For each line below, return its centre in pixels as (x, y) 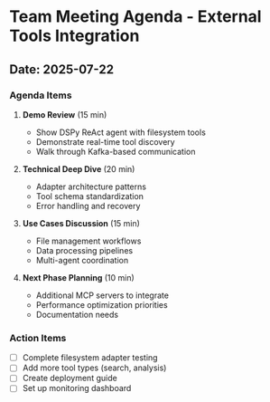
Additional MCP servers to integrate (102, 295)
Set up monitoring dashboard (77, 388)
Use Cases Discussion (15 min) (81, 223)
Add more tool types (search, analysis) (94, 368)
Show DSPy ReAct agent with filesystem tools (121, 132)
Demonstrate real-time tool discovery (105, 141)
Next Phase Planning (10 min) (79, 277)
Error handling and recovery (88, 206)
